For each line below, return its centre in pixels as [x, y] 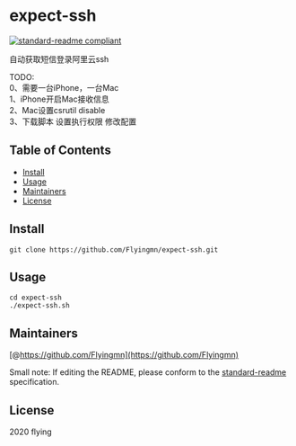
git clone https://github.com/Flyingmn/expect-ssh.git [114, 250]
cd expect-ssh [36, 298]
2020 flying [30, 432]
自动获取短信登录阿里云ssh [59, 58]
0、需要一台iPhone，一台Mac [64, 87]
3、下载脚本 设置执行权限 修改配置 [73, 121]
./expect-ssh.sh [39, 306]
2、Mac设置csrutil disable [57, 110]
